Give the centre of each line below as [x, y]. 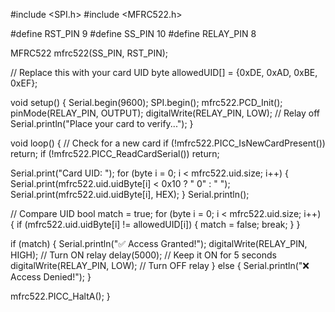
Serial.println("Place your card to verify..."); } [102, 123]
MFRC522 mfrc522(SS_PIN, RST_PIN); [89, 53]
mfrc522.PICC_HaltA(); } [60, 296]
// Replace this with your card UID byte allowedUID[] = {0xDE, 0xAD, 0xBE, [164, 72]
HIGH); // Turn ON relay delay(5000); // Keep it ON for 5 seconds [143, 255]
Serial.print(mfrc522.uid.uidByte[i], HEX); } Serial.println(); [130, 194]
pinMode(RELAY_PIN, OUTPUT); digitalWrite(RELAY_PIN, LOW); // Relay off [165, 113]
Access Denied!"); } [51, 277]
